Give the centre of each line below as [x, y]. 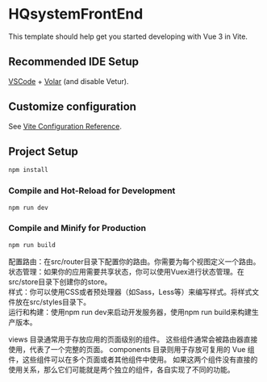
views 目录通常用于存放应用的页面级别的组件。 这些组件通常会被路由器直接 [133, 339]
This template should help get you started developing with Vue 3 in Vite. [128, 36]
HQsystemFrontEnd [76, 14]
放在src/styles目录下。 [53, 302]
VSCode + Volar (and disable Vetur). [69, 81]
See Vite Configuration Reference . [65, 126]
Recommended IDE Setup [74, 62]
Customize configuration [73, 107]
